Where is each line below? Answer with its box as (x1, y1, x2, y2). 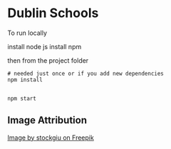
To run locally (7, 29, 48, 37)
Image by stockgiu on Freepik (7, 133, 94, 142)
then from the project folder (7, 56, 89, 65)
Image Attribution (7, 114, 88, 126)
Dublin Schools (7, 5, 99, 21)
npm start (7, 95, 37, 102)
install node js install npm (7, 42, 82, 51)
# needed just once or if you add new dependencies (7, 70, 164, 77)
